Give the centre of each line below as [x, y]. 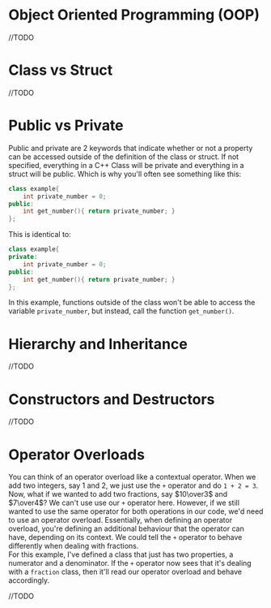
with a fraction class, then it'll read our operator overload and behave [125, 572]
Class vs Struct [61, 70]
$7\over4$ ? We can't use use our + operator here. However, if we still [124, 503]
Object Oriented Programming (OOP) [134, 15]
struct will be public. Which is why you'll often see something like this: [125, 174]
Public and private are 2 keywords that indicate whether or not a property [131, 148]
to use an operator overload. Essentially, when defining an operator [121, 520]
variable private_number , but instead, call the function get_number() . [121, 311]
